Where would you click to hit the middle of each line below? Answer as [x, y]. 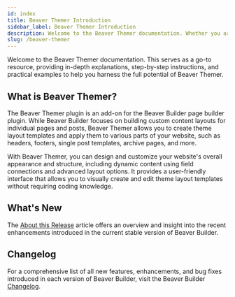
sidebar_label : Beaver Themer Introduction [72, 27]
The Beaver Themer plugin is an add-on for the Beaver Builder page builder [116, 113]
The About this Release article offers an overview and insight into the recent [116, 225]
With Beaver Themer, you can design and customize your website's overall [115, 156]
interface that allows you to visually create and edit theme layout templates [115, 178]
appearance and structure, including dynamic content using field [100, 164]
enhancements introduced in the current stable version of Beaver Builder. [113, 232]
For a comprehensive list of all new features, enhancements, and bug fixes [115, 271]
